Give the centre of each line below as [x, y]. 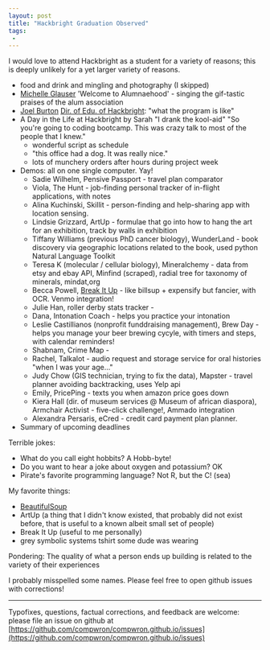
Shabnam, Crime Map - [71, 350]
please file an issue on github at [61, 621]
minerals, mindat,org [66, 282]
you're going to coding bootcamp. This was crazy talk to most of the [133, 128]
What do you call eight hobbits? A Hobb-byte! [96, 459]
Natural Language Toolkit [74, 256]
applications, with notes [71, 196]
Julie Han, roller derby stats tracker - [93, 307]
